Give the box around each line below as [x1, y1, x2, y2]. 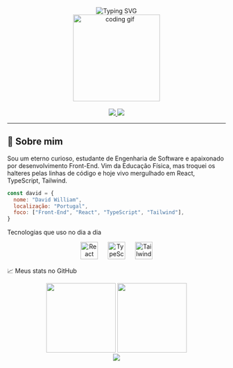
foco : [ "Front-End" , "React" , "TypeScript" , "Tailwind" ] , [13, 209, 185, 216]
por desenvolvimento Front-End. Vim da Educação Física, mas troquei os [7, 161, 216, 169]
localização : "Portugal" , [13, 203, 89, 210]
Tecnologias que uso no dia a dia [7, 228, 102, 237]
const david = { [7, 190, 54, 196]
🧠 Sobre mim [7, 135, 64, 148]
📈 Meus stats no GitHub [7, 267, 78, 275]
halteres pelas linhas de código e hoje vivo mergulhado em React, [7, 169, 196, 177]
